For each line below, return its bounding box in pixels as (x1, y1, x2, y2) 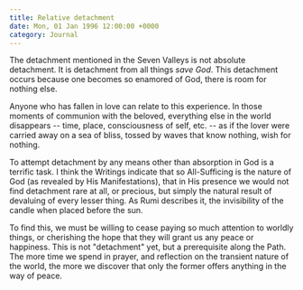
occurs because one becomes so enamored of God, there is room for (9, 74, 268, 85)
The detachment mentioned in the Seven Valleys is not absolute (9, 55, 246, 66)
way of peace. (9, 270, 63, 281)
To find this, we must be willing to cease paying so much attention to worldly (9, 222, 294, 233)
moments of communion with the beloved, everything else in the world (9, 110, 272, 122)
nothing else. (9, 83, 58, 95)
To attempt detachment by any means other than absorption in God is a (9, 157, 275, 168)
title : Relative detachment (9, 13, 115, 23)
